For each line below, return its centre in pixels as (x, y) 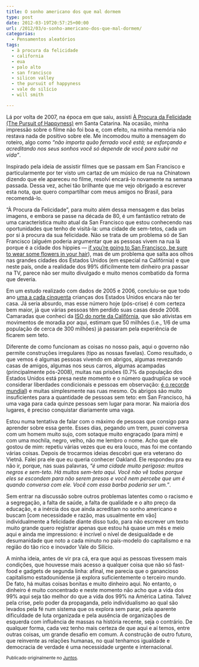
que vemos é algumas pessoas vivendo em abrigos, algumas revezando (94, 359)
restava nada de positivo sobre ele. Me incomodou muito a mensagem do (96, 136)
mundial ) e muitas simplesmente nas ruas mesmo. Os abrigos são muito (94, 391)
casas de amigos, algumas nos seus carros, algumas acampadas (86, 365)
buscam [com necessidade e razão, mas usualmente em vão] (81, 515)
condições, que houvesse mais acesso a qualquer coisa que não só (89, 565)
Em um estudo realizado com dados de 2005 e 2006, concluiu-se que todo (98, 291)
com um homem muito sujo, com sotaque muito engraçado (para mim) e (94, 434)
